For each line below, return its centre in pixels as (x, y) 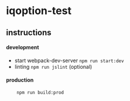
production (20, 80)
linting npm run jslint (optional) (53, 66)
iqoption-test (39, 11)
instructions (29, 33)
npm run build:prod (40, 92)
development (23, 48)
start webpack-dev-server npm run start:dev (69, 60)
